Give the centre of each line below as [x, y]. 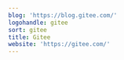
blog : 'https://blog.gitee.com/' [63, 15]
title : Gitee [29, 37]
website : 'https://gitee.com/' [59, 44]
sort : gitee [27, 30]
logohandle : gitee [38, 23]
